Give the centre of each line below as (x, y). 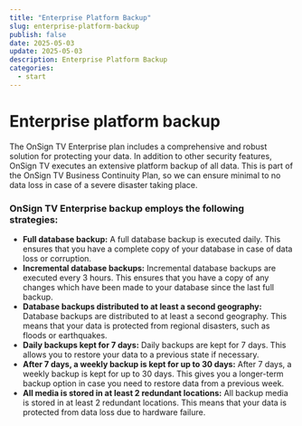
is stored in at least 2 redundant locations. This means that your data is (155, 402)
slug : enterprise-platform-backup (75, 26)
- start (32, 77)
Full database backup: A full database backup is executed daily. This (151, 239)
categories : (32, 69)
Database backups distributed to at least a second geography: (142, 306)
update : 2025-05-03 (46, 52)
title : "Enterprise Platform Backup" (80, 18)
